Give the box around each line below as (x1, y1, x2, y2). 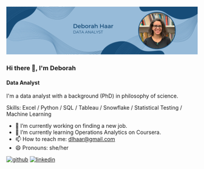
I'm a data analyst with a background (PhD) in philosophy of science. (6, 92, 178, 100)
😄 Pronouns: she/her (15, 144, 69, 151)
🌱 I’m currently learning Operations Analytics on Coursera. (15, 128, 161, 136)
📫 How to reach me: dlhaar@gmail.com (15, 136, 115, 143)
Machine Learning (6, 110, 52, 118)
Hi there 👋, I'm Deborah (6, 64, 76, 72)
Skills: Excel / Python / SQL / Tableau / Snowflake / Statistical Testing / (6, 104, 182, 111)
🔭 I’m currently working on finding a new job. (15, 122, 127, 130)
